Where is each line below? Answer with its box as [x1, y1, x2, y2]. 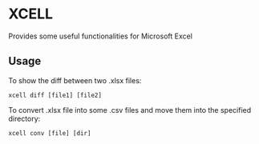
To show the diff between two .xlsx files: [8, 75, 142, 85]
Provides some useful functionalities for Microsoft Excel [8, 31, 192, 41]
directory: [8, 114, 41, 123]
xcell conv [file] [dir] [8, 129, 91, 137]
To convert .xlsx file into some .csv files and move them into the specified [8, 105, 252, 114]
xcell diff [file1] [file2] [8, 91, 103, 99]
